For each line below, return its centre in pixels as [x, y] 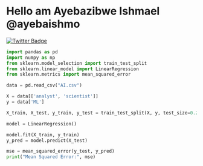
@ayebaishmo [43, 24]
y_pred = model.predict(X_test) [47, 141]
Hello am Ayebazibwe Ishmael [83, 11]
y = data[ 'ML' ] [25, 102]
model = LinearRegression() [42, 124]
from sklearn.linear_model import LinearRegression [72, 69]
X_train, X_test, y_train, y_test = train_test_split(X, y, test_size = [98, 113]
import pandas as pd [32, 52]
